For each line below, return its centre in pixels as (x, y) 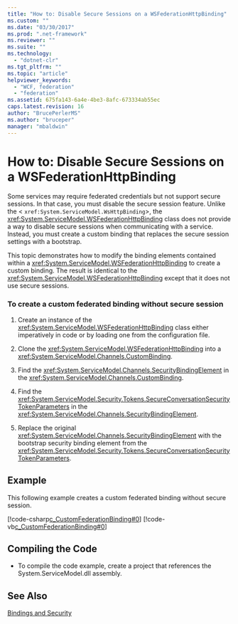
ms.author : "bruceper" (41, 120)
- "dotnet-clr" (36, 60)
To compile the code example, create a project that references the (114, 566)
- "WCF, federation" (44, 87)
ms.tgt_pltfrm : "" (34, 67)
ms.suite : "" (27, 47)
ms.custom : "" (28, 21)
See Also (27, 596)
